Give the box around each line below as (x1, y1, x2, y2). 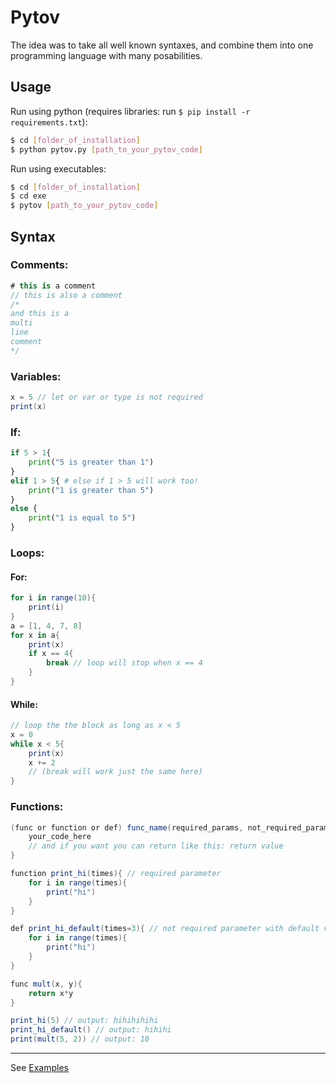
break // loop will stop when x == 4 (46, 658, 203, 668)
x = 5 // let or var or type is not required (10, 392, 203, 403)
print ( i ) (28, 602, 65, 613)
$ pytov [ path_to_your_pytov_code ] (10, 201, 159, 211)
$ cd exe (10, 191, 47, 201)
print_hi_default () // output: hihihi (10, 1025, 172, 1035)
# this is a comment (10, 281, 97, 291)
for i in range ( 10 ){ (10, 593, 97, 603)
